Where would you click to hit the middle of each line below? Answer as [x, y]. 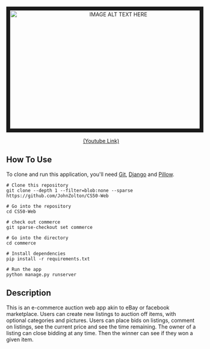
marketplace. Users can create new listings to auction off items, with [91, 314]
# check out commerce [33, 222]
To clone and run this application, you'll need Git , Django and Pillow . [90, 174]
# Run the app [24, 269]
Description [29, 293]
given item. [20, 339]
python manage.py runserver [42, 275]
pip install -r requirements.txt [48, 259]
